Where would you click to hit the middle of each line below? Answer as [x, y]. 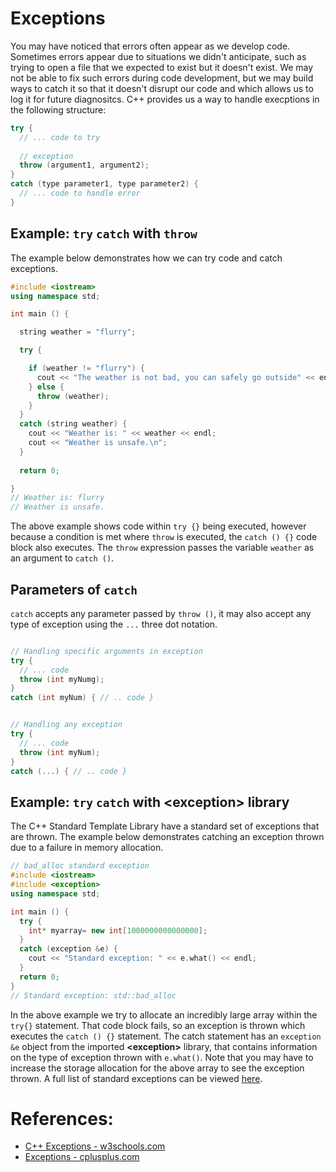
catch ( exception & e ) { [68, 949]
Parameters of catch [74, 589]
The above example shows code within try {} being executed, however [158, 526]
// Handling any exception [66, 725]
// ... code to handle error [80, 193]
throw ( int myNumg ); [62, 679]
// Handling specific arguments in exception [106, 651]
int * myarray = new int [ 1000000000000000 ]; [118, 930]
